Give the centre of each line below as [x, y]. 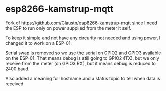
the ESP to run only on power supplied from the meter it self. [68, 28]
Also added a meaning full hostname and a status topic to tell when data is [83, 78]
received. [15, 84]
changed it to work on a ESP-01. [39, 43]
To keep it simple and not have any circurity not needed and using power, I [83, 38]
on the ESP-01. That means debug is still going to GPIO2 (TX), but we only [82, 58]
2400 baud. [17, 69]
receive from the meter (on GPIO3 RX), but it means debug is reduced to [80, 63]
